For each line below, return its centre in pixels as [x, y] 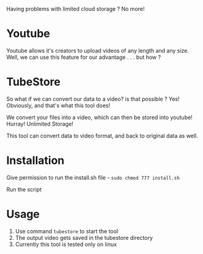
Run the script [24, 189]
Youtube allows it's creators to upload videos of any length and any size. [98, 50]
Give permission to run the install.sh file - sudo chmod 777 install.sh [93, 177]
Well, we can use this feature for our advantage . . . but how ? [83, 57]
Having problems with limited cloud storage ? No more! [76, 9]
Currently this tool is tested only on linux [66, 244]
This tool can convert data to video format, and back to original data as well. [102, 136]
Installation [35, 160]
